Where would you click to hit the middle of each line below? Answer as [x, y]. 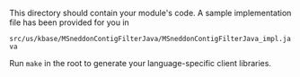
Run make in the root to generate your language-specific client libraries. [141, 63]
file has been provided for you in [70, 22]
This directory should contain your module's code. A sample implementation [150, 13]
